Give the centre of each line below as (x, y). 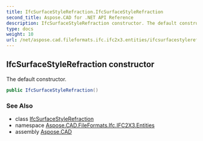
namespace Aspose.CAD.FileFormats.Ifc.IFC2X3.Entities (85, 125)
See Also (20, 105)
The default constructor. (36, 79)
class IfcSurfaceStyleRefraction (54, 119)
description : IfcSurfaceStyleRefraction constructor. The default (92, 23)
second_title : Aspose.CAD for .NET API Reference (70, 18)
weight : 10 (20, 34)
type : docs (20, 29)
